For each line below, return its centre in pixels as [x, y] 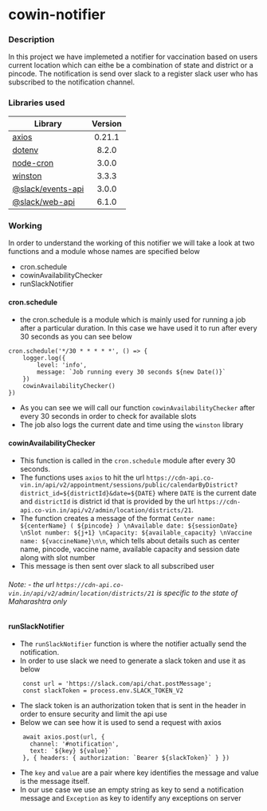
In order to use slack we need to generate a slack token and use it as [133, 661]
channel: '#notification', [74, 744]
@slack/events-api [48, 189]
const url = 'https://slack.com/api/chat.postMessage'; [118, 684]
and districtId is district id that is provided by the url [108, 501]
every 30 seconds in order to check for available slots [108, 417]
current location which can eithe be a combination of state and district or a [131, 65]
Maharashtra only [38, 601]
